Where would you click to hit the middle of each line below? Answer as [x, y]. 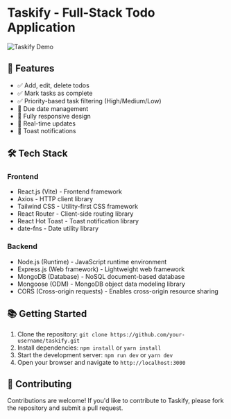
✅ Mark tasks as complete [55, 93]
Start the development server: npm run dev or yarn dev [95, 354]
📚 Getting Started [47, 314]
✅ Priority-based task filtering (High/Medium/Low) [89, 101]
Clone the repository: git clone [62, 334]
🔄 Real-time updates [46, 123]
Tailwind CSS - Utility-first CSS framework [78, 207]
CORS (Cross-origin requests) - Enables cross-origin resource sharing [118, 291]
